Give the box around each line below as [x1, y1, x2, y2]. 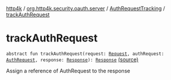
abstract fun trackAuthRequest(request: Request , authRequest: [6, 51, 165, 57]
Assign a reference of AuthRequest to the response [6, 67, 130, 74]
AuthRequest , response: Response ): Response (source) [6, 55, 139, 63]
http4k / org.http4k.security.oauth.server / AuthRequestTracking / [6, 5, 166, 12]
